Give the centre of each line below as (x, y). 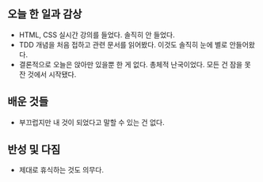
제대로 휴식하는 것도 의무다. (61, 170)
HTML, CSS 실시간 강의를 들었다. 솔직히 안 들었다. (97, 35)
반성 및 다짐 (34, 150)
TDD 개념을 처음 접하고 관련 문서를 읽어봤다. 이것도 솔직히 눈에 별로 (123, 44)
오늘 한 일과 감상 (45, 14)
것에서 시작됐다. (52, 74)
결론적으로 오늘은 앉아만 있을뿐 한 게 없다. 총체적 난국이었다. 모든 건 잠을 (131, 64)
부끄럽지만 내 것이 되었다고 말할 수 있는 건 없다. (91, 122)
